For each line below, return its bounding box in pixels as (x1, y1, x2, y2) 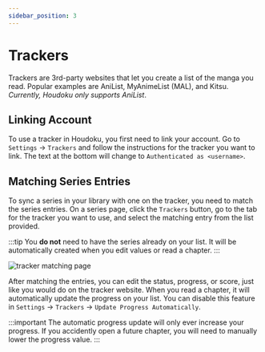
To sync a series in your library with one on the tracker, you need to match (8, 196, 254, 205)
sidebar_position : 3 (8, 11, 78, 20)
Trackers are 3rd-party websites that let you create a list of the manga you (8, 73, 254, 83)
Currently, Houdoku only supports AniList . (8, 90, 147, 99)
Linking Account (8, 113, 92, 127)
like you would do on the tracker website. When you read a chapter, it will (8, 285, 250, 295)
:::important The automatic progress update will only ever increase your (8, 318, 244, 327)
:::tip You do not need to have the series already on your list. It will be (8, 237, 237, 247)
